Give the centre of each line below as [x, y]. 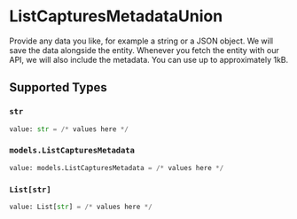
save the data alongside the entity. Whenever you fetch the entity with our [144, 50]
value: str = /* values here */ [69, 129]
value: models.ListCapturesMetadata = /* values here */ [117, 168]
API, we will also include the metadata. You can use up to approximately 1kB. [149, 59]
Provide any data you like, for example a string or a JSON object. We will [141, 41]
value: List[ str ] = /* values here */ [81, 207]
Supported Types [59, 87]
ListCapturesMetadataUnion [116, 16]
